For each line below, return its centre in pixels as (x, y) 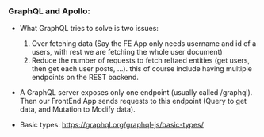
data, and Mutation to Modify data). (78, 109)
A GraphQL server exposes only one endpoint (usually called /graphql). (136, 93)
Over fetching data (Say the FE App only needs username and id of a (144, 44)
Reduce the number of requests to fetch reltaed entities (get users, (141, 60)
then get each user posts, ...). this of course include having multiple (142, 69)
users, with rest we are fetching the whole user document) (127, 52)
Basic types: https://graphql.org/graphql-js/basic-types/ (111, 125)
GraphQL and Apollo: (50, 11)
